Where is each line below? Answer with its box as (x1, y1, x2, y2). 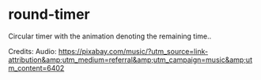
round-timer (8, 5, 90, 24)
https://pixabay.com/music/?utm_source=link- (58, 46, 208, 56)
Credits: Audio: (8, 46, 57, 56)
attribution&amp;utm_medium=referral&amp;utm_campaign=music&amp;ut (8, 55, 253, 64)
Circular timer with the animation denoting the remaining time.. (8, 31, 212, 41)
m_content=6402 (8, 63, 65, 72)
